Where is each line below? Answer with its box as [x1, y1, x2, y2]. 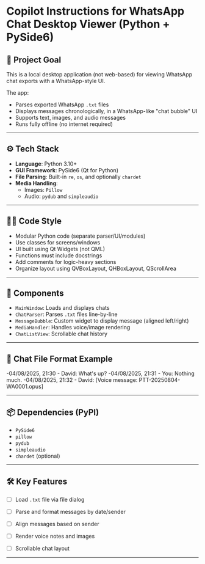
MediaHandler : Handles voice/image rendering [15, 324, 131, 331]
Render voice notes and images [15, 533, 95, 540]
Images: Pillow [24, 186, 63, 193]
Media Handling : [15, 179, 58, 187]
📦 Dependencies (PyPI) [6, 407, 99, 417]
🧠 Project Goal [6, 54, 62, 65]
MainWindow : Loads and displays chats [15, 304, 110, 312]
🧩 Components [6, 288, 64, 299]
